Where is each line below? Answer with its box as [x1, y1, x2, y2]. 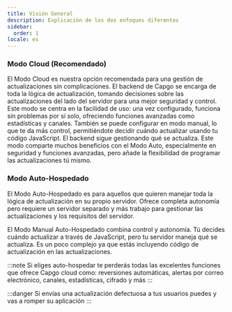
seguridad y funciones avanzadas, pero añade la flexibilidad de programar [7, 149, 221, 157]
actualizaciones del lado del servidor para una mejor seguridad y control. [7, 97, 217, 105]
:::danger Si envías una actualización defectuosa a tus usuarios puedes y [7, 289, 217, 297]
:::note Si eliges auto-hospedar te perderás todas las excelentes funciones [7, 260, 221, 269]
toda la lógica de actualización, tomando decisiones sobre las [7, 90, 185, 98]
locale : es [7, 36, 39, 43]
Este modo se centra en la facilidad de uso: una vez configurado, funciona [7, 104, 221, 113]
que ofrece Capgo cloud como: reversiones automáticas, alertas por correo [7, 268, 224, 276]
